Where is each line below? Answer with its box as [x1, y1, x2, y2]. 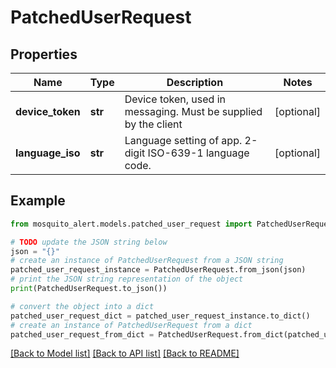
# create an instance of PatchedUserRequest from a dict [10, 320, 253, 330]
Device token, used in [124, 92, 227, 106]
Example [10, 192, 66, 210]
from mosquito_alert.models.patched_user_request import [10, 219, 253, 229]
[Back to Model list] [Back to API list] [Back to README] [10, 347, 240, 360]
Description [166, 76, 224, 89]
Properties [10, 46, 78, 63]
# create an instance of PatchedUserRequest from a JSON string [10, 256, 284, 266]
